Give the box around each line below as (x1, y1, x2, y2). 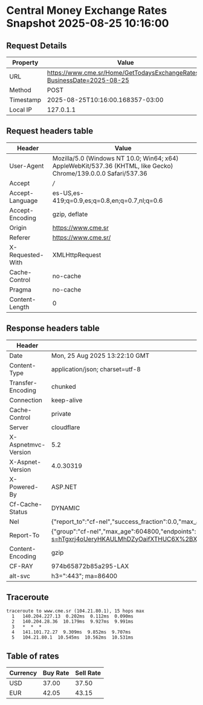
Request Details (6, 40, 68, 51)
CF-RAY (9, 562, 33, 570)
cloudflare (51, 423, 80, 432)
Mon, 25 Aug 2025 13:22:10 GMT (51, 351, 150, 360)
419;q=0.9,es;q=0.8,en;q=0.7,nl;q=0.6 (52, 196, 163, 205)
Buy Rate (42, 669, 69, 677)
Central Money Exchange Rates (6, 4, 167, 18)
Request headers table (6, 126, 94, 136)
